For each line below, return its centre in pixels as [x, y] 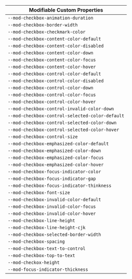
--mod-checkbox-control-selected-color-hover [63, 130]
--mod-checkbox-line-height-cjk [47, 227]
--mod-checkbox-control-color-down [51, 88]
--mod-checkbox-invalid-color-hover [52, 214]
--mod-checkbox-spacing [36, 242]
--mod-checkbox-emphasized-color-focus [56, 158]
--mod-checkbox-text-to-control [47, 249]
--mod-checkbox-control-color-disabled [56, 81]
